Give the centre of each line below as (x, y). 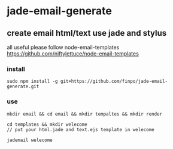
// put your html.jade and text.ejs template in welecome (81, 129)
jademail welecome (30, 140)
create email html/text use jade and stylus (87, 33)
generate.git (23, 87)
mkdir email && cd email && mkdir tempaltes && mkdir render (85, 114)
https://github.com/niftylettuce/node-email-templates (73, 54)
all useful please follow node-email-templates (63, 47)
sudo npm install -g (33, 82)
